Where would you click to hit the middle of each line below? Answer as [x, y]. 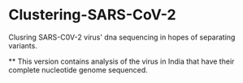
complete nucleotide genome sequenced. [78, 69]
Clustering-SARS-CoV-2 [92, 15]
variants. [23, 45]
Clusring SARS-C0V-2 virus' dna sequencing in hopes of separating [122, 37]
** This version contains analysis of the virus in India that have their [121, 61]
